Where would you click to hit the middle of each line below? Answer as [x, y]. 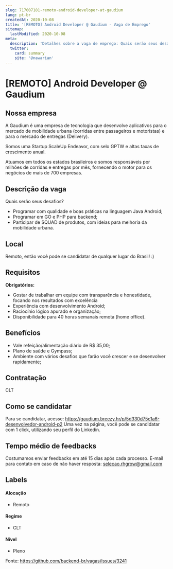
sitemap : [15, 29]
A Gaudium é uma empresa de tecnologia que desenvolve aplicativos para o [86, 126]
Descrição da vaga [36, 189]
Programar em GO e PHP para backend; [55, 217]
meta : [11, 39]
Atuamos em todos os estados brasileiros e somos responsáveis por [78, 162]
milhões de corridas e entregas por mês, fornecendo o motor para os [79, 167]
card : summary [30, 53]
